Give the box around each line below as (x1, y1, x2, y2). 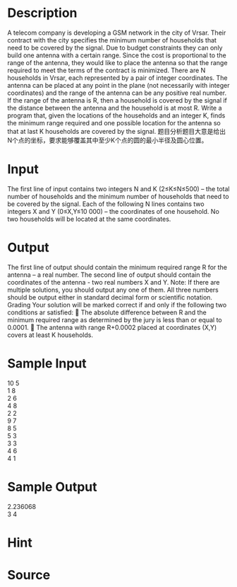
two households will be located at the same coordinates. (7, 215, 171, 223)
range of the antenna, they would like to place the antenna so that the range (7, 58, 228, 67)
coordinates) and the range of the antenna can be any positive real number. (7, 89, 227, 97)
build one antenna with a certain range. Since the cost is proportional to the (7, 51, 227, 59)
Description (7, 5, 78, 21)
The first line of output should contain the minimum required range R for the (7, 263, 228, 271)
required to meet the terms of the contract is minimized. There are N (7, 66, 206, 74)
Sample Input (7, 355, 87, 371)
